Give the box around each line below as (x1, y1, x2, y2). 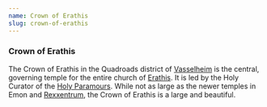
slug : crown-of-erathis (8, 19, 89, 27)
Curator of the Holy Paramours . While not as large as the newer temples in (8, 81, 256, 91)
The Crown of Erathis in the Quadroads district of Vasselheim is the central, (8, 64, 260, 73)
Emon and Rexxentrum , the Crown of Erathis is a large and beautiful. (8, 89, 236, 99)
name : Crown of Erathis (8, 11, 89, 20)
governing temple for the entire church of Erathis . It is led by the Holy (8, 72, 239, 82)
